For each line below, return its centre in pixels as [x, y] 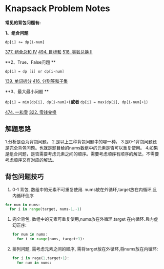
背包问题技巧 [24, 177]
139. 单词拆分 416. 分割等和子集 [37, 81]
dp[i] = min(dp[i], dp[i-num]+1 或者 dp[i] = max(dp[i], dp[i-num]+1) [77, 102]
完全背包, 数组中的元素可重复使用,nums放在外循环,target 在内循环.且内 [83, 219]
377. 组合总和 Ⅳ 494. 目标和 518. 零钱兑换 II [49, 52]
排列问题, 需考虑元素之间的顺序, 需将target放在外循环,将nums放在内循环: [85, 249]
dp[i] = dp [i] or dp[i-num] [35, 71]
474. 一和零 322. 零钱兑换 [31, 112]
